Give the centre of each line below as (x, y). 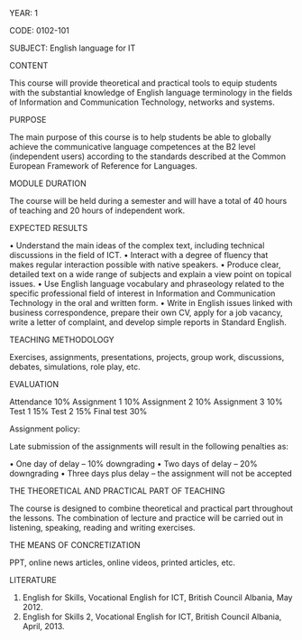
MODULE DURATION (48, 183)
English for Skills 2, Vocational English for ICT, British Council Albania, (152, 617)
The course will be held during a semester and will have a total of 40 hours (148, 201)
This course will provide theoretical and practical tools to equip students (143, 83)
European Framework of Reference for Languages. (104, 166)
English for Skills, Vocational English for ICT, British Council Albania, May (157, 598)
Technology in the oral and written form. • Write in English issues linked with (151, 303)
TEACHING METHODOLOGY (62, 339)
